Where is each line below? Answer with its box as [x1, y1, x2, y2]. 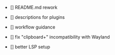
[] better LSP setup [10, 44, 50, 50]
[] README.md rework [10, 5, 58, 10]
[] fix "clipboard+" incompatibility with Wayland [10, 34, 110, 40]
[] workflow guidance [10, 24, 55, 30]
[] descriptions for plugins [10, 14, 65, 20]
